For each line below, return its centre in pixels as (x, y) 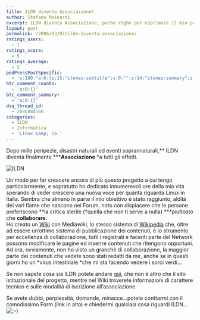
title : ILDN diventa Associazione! (50, 12)
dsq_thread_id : (25, 106)
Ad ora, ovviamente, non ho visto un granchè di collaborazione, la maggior (98, 249)
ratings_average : (28, 61)
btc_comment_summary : (33, 95)
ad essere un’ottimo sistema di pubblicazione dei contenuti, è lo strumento (97, 231)
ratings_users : (25, 39)
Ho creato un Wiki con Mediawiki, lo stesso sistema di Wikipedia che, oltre (97, 224)
